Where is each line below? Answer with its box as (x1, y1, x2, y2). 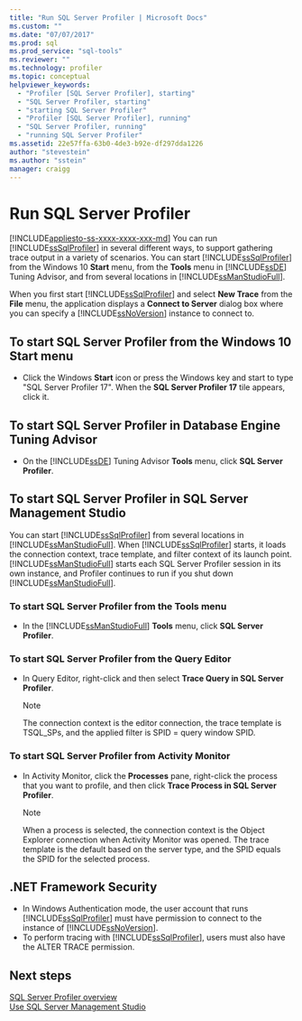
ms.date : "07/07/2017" (9, 30, 95, 39)
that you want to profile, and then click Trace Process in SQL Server (22, 780, 277, 791)
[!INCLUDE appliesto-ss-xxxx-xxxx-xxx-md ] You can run (9, 233, 218, 244)
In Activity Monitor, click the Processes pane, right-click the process (22, 770, 278, 781)
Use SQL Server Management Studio (9, 1001, 146, 1012)
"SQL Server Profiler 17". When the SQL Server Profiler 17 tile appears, (22, 382, 286, 393)
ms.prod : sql (9, 38, 59, 48)
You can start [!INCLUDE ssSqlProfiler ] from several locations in (9, 529, 244, 540)
